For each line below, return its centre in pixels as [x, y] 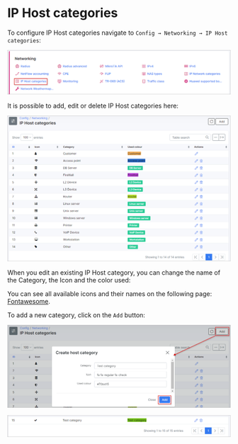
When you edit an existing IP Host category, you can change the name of [114, 273]
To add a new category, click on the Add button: [76, 315]
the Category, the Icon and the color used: [69, 280]
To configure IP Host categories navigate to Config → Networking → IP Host [118, 33]
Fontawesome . [29, 302]
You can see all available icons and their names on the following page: [110, 294]
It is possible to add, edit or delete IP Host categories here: [93, 106]
